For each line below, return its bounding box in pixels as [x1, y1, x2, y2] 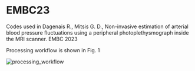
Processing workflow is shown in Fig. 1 [6, 46, 100, 53]
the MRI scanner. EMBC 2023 [6, 35, 78, 42]
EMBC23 [6, 4, 50, 17]
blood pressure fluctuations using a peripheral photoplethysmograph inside [6, 29, 189, 36]
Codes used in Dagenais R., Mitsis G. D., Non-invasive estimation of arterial [6, 23, 189, 30]
